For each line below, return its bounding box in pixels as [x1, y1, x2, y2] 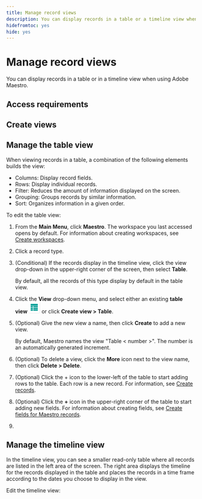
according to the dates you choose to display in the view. [6, 475, 147, 482]
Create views [6, 119, 57, 129]
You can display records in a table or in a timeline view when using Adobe [6, 75, 189, 82]
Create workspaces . [14, 235, 66, 243]
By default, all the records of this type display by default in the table [14, 277, 183, 284]
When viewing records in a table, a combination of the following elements [6, 156, 188, 163]
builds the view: [6, 163, 46, 170]
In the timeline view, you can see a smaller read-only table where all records [6, 456, 195, 463]
